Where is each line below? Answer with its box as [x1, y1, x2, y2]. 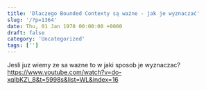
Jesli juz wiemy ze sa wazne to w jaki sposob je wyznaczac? [7, 61, 181, 69]
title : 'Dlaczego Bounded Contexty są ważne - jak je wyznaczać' [7, 10, 200, 17]
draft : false [7, 29, 45, 36]
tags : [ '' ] [7, 42, 39, 49]
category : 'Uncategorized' [7, 36, 85, 43]
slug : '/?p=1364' [7, 16, 58, 23]
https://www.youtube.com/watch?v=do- [7, 68, 122, 76]
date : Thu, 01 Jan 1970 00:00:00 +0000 [7, 23, 123, 30]
